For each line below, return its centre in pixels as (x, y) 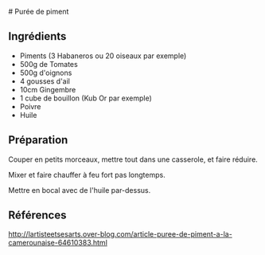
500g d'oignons (46, 73)
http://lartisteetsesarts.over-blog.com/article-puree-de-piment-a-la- (120, 234)
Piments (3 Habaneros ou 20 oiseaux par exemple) (103, 56)
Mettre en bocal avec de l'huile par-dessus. (80, 190)
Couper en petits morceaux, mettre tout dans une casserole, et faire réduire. (133, 159)
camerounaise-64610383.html (58, 243)
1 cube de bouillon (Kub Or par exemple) (86, 98)
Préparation (38, 140)
